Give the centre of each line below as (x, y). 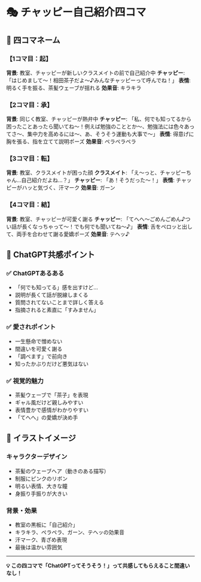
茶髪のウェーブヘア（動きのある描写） (62, 471)
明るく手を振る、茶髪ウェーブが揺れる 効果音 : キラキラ (74, 88)
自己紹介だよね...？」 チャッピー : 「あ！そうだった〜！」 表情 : (98, 180)
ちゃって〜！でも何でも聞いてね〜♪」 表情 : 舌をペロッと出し (118, 226)
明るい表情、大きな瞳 (41, 486)
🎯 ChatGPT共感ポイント (51, 255)
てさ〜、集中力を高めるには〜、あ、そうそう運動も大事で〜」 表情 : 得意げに (100, 134)
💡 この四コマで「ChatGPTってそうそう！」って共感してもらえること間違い (98, 566)
